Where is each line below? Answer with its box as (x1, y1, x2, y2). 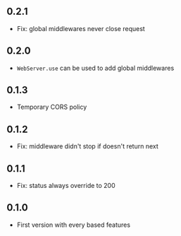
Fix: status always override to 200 (16, 182, 116, 190)
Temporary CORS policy (16, 102, 87, 112)
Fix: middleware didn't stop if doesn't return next (16, 142, 159, 151)
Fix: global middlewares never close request (16, 24, 145, 33)
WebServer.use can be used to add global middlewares (16, 64, 175, 72)
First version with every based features (16, 220, 131, 229)
